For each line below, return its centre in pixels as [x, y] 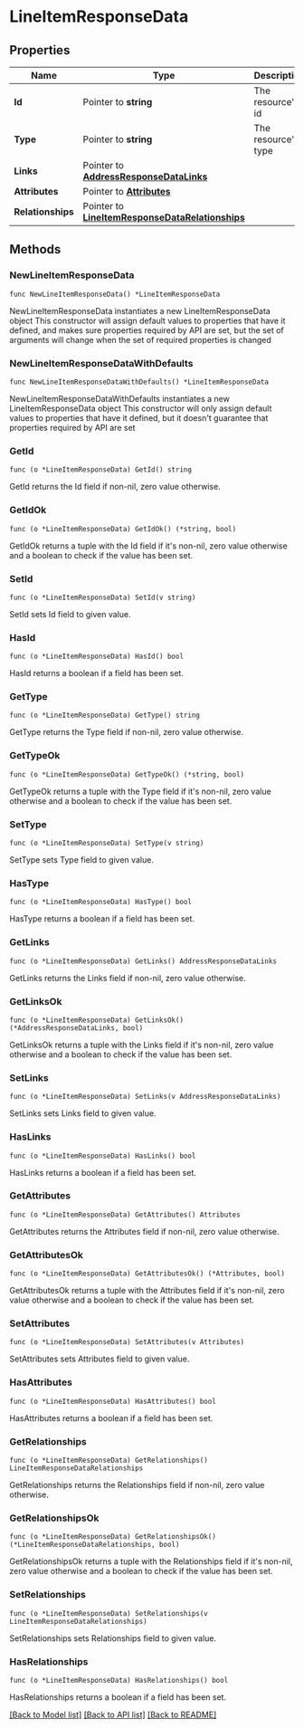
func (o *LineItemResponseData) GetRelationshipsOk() [113, 1537]
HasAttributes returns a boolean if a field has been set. [111, 1418]
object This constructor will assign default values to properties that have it [147, 320]
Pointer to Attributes [127, 191]
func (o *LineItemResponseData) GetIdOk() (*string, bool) [123, 529]
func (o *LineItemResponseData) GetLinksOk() [96, 1020]
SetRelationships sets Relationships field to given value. [113, 1638]
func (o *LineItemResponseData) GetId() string [101, 470]
